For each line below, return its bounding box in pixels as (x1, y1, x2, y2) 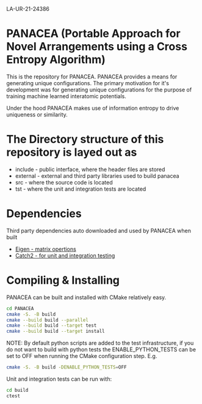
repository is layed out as (6, 145, 137, 159)
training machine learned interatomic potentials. (6, 92, 127, 100)
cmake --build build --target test (6, 322, 97, 329)
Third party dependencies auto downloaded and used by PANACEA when (6, 227, 191, 234)
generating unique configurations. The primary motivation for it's (6, 79, 170, 86)
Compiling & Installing (6, 273, 120, 287)
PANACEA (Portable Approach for (6, 27, 181, 40)
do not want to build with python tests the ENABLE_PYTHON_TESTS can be (6, 346, 197, 353)
